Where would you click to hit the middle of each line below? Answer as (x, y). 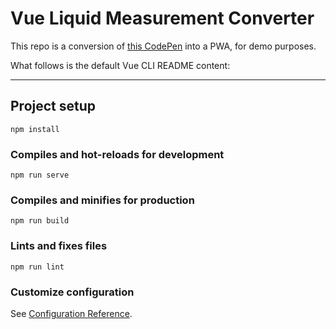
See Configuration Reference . (71, 313)
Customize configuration (72, 292)
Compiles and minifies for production (102, 200)
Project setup (53, 106)
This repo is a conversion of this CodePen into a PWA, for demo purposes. (163, 46)
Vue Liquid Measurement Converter (162, 18)
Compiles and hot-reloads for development (117, 154)
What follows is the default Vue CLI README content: (120, 65)
